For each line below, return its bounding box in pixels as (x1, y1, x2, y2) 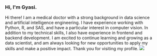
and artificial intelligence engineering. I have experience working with (5, 20, 143, 25)
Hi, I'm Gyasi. (5, 4, 37, 11)
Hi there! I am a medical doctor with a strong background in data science (5, 15, 150, 21)
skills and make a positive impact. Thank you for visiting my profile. (5, 46, 139, 52)
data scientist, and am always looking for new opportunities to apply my (5, 40, 148, 46)
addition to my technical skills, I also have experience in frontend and (5, 30, 143, 36)
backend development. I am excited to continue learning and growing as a (5, 35, 152, 41)
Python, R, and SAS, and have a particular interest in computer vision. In (5, 25, 148, 31)
